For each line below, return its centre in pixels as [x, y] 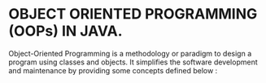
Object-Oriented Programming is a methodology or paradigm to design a [130, 53]
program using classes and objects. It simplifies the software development [133, 62]
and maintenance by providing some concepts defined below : [113, 70]
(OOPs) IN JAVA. [65, 31]
